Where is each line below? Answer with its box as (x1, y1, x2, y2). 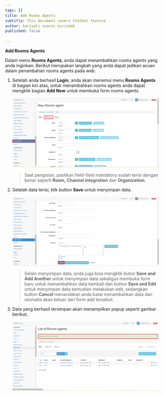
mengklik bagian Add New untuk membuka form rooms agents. (12, 88, 140, 93)
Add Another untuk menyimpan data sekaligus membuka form (24, 276, 150, 282)
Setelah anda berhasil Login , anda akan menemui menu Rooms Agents (12, 78, 156, 83)
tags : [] (5, 8, 23, 13)
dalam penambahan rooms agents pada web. (5, 68, 96, 74)
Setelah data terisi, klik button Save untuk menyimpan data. (12, 186, 132, 192)
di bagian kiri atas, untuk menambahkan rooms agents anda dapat (12, 82, 145, 88)
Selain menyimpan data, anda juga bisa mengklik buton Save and (24, 270, 156, 277)
